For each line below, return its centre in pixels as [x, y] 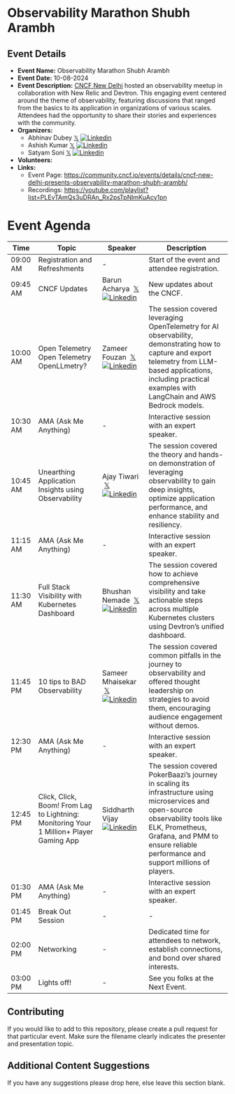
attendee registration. [184, 268]
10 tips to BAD [62, 681]
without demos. [174, 726]
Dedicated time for [179, 931]
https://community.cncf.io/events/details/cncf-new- [138, 175]
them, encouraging [180, 708]
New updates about [181, 284]
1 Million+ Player [66, 832]
